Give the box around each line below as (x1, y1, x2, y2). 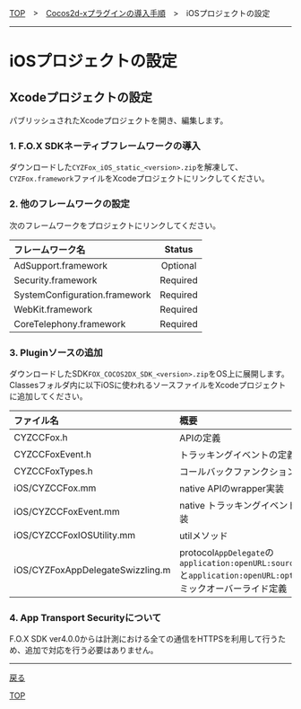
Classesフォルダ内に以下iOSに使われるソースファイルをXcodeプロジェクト (9, 379, 287, 390)
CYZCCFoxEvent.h (13, 448, 92, 460)
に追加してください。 (9, 390, 88, 402)
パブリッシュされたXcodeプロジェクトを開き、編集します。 (9, 115, 228, 126)
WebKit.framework (13, 303, 92, 315)
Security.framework (13, 273, 98, 286)
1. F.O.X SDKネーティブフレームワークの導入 (9, 139, 202, 152)
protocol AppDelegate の (178, 546, 275, 559)
